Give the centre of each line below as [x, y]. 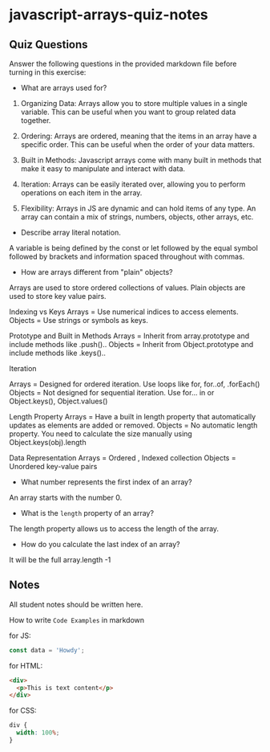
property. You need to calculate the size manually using [101, 434]
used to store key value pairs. [58, 296]
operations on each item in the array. [81, 193]
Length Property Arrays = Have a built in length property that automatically [133, 417]
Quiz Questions [48, 45]
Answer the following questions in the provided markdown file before [123, 63]
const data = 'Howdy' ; [47, 650]
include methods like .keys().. [58, 353]
